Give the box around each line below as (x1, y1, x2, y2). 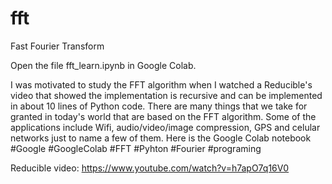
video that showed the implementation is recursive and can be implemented (10, 89, 323, 101)
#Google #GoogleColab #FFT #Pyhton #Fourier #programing (10, 142, 262, 154)
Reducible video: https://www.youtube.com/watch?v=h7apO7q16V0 (10, 162, 290, 174)
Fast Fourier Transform (10, 40, 105, 52)
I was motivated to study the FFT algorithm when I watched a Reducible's (10, 78, 313, 91)
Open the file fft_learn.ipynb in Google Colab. (10, 59, 197, 71)
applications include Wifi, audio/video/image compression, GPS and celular (10, 121, 321, 133)
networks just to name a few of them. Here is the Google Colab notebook (10, 132, 312, 144)
